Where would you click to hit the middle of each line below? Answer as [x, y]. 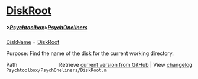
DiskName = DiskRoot [33, 42]
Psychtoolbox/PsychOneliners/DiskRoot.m [57, 71]
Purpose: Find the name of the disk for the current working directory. [90, 53]
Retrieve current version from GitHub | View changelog [126, 65]
